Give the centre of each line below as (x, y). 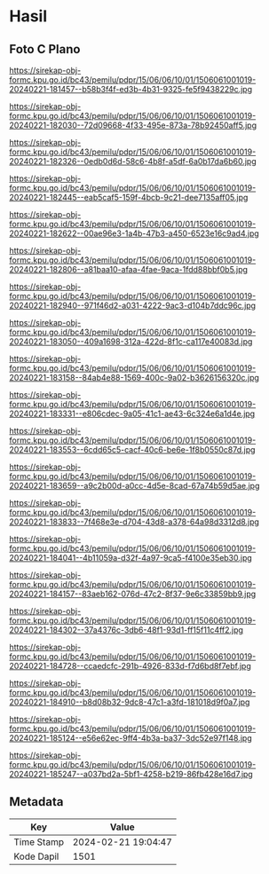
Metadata (36, 802)
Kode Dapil (36, 856)
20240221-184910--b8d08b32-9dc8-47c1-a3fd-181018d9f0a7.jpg (130, 702)
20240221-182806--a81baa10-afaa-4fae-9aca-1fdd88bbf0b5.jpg (129, 269)
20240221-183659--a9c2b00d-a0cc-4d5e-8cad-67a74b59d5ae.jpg (134, 486)
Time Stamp (39, 842)
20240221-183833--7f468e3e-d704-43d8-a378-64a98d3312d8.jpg (134, 522)
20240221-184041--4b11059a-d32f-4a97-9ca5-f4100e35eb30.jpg (131, 558)
